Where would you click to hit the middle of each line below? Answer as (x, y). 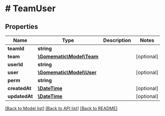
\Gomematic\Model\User (67, 72)
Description (117, 40)
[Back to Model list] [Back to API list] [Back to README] (61, 108)
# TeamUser (30, 9)
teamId (16, 48)
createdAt (20, 88)
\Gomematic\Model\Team (68, 57)
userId (15, 64)
